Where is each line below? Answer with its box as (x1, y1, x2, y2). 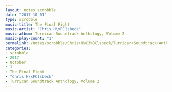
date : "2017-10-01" (5, 12, 47, 17)
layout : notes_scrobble (5, 7, 56, 13)
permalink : (5, 41, 29, 46)
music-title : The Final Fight (5, 21, 70, 27)
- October (5, 60, 27, 65)
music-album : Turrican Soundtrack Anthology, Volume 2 (5, 31, 125, 36)
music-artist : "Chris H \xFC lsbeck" (5, 27, 81, 32)
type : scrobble (5, 17, 38, 22)
